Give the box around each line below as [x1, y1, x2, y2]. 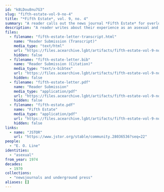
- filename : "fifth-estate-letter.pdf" [9, 80, 91, 85]
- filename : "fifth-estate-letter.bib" [9, 57, 91, 62]
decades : [5, 162, 23, 167]
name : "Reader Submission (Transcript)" [14, 39, 97, 44]
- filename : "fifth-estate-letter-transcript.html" [9, 35, 117, 40]
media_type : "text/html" [14, 43, 64, 48]
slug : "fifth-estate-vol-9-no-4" [5, 12, 73, 17]
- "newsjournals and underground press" [9, 175, 93, 180]
